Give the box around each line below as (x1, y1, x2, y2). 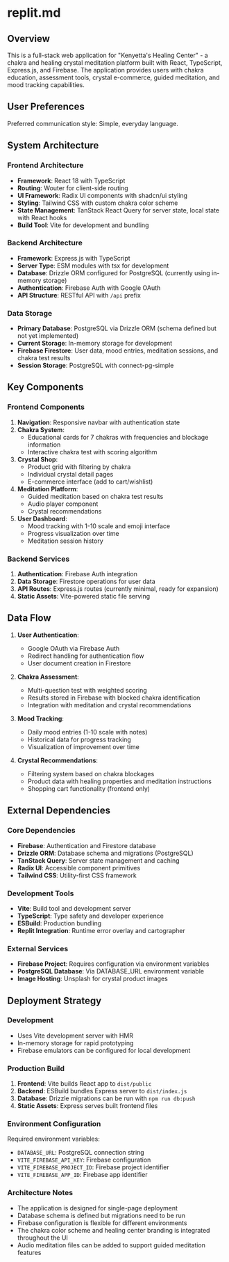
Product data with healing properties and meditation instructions (27, 777, 212, 785)
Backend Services (7, 554, 70, 564)
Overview (7, 33, 51, 45)
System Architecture (7, 139, 99, 151)
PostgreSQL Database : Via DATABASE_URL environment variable (17, 967, 205, 976)
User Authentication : (17, 631, 80, 639)
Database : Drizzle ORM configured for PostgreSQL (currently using (17, 268, 210, 277)
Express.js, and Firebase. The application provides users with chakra (7, 66, 204, 74)
